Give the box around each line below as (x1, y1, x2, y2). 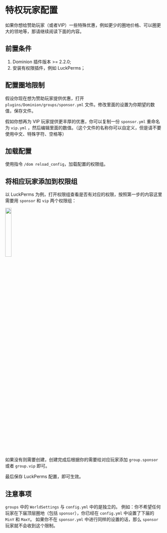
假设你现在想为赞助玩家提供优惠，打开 (5, 95, 84, 101)
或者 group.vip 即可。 (5, 463, 50, 469)
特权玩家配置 (5, 5, 58, 16)
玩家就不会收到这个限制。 (5, 522, 58, 528)
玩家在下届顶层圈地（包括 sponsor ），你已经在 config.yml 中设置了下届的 (5, 510, 154, 516)
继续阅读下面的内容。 (39, 28, 84, 34)
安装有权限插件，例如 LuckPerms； (12, 65, 85, 71)
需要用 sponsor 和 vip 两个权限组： (5, 198, 76, 204)
